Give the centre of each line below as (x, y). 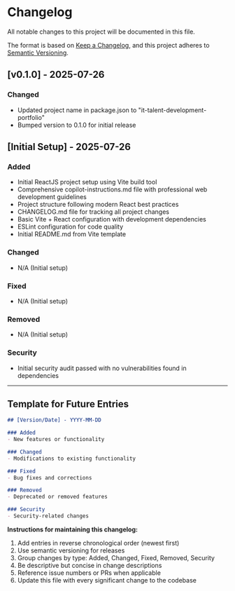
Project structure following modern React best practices (98, 205)
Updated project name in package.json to (77, 110)
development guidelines (52, 197)
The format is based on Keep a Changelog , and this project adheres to (108, 45)
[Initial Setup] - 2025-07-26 (69, 147)
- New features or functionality (56, 440)
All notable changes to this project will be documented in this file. (101, 32)
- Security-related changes (48, 516)
